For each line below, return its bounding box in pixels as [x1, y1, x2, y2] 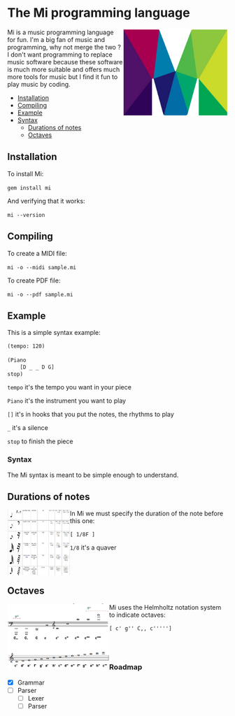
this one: [69, 517, 95, 525]
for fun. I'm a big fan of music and [7, 35, 106, 43]
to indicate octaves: [108, 610, 166, 620]
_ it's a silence [7, 424, 49, 432]
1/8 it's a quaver [69, 543, 117, 552]
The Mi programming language [7, 5, 190, 21]
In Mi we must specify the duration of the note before [69, 509, 224, 518]
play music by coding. [7, 80, 71, 88]
